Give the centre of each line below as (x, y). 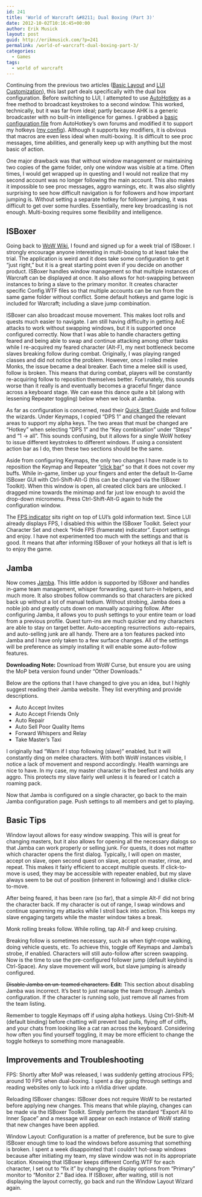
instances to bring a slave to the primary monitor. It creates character (92, 284)
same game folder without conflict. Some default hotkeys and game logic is (100, 297)
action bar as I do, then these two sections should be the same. (85, 449)
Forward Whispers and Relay (51, 733)
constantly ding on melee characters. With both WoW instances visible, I (96, 758)
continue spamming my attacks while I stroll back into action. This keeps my (101, 911)
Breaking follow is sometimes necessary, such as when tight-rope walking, (99, 940)
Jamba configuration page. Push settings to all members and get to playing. (100, 801)
